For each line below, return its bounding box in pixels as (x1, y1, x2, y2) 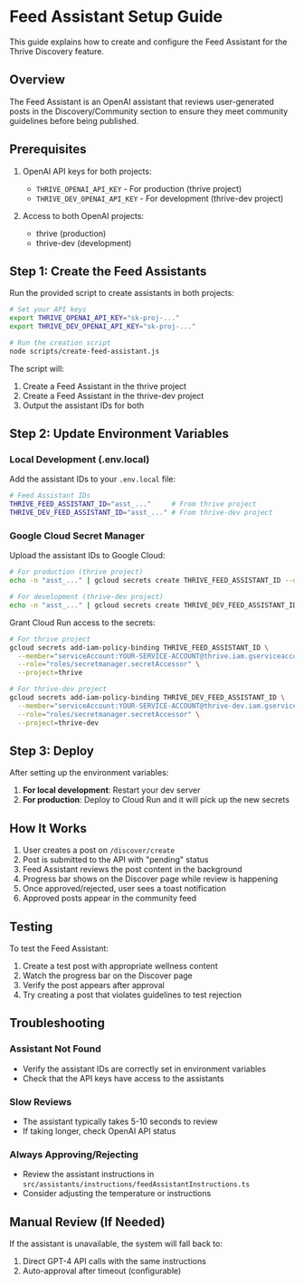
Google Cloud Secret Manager (9, 529, 145, 542)
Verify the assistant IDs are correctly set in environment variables (22, 1063, 267, 1074)
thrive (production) (35, 228, 107, 239)
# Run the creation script (9, 338, 111, 347)
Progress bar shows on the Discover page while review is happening (22, 873, 279, 884)
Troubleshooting (9, 1015, 106, 1031)
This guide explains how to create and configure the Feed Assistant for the (9, 36, 288, 47)
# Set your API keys (9, 305, 88, 314)
